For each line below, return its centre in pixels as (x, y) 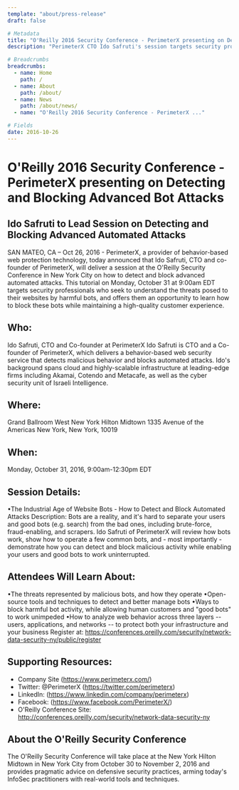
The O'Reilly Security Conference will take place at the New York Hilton (112, 756)
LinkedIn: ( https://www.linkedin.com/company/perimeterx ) (103, 694)
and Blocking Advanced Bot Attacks (116, 197)
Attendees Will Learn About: (71, 577)
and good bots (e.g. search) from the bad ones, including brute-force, (110, 524)
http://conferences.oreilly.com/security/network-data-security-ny (114, 717)
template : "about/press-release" (57, 14)
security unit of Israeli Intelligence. (58, 383)
